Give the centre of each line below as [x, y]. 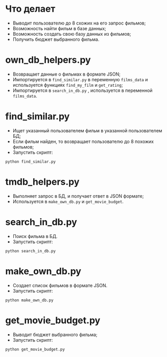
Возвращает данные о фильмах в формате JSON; [67, 74]
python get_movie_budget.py [35, 349]
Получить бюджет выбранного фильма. [56, 39]
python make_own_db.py [29, 300]
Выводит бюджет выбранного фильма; [55, 335]
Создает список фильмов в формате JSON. [60, 285]
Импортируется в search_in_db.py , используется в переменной [82, 90]
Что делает [30, 9]
